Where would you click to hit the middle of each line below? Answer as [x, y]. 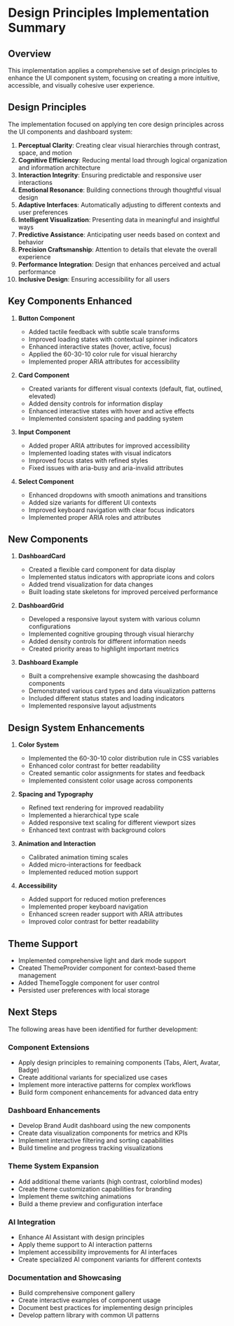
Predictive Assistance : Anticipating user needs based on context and [119, 234]
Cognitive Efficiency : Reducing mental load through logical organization [123, 160]
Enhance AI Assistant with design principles [81, 1237]
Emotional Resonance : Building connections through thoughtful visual [119, 190]
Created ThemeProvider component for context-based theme [107, 968]
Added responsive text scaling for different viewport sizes [112, 823]
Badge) [29, 1070]
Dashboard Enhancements [54, 1110]
